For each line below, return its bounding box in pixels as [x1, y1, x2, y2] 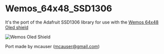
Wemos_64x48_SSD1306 [5, 3, 112, 14]
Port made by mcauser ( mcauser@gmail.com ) [5, 43, 100, 49]
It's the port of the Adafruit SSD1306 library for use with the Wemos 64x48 [5, 19, 159, 25]
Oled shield [5, 24, 28, 30]
